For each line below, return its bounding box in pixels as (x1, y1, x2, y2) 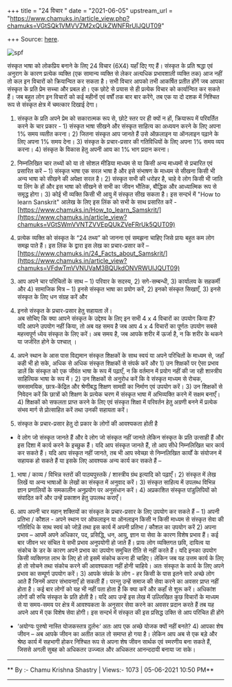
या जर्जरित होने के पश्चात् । (17, 338, 77, 346)
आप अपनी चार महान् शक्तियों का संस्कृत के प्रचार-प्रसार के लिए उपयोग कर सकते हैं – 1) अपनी (17, 508, 220, 515)
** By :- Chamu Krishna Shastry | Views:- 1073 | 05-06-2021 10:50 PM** (7, 666, 215, 674)
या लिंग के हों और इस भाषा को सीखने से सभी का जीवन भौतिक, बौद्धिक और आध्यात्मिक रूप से (17, 183, 217, 190)
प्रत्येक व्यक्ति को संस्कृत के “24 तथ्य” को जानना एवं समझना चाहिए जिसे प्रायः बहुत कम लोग (17, 234, 215, 241)
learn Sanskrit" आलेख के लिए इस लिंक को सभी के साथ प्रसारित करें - (17, 198, 178, 206)
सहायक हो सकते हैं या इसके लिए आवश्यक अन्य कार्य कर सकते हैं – (17, 457, 162, 465)
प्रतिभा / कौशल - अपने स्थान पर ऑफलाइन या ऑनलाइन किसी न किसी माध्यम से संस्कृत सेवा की (17, 515, 224, 524)
